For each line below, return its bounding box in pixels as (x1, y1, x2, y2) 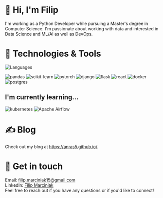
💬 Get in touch (5, 161, 63, 172)
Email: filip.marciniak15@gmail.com (5, 177, 75, 183)
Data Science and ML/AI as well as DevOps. (5, 31, 93, 37)
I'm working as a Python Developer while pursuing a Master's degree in (5, 21, 148, 26)
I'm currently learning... (5, 93, 79, 102)
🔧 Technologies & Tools (5, 48, 101, 59)
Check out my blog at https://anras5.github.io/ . (5, 144, 99, 150)
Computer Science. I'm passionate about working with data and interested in (5, 25, 159, 31)
